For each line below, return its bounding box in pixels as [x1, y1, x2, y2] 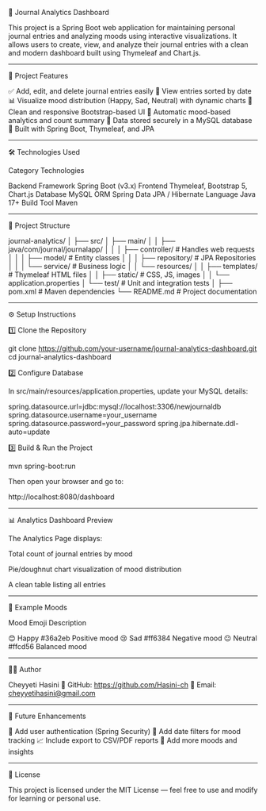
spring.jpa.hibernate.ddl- [158, 419, 239, 428]
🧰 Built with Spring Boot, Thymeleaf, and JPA [8, 124, 154, 133]
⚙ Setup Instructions [8, 309, 77, 319]
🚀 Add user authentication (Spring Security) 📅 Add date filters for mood [8, 727, 241, 736]
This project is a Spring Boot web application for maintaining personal [8, 23, 236, 32]
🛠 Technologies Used [8, 148, 81, 156]
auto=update [8, 427, 51, 436]
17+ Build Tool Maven [8, 198, 78, 207]
